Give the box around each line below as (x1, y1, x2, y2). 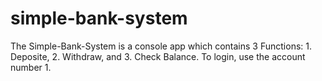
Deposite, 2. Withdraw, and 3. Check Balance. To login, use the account (10, 50, 306, 62)
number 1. (10, 61, 52, 73)
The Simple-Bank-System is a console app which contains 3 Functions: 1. (10, 40, 312, 52)
